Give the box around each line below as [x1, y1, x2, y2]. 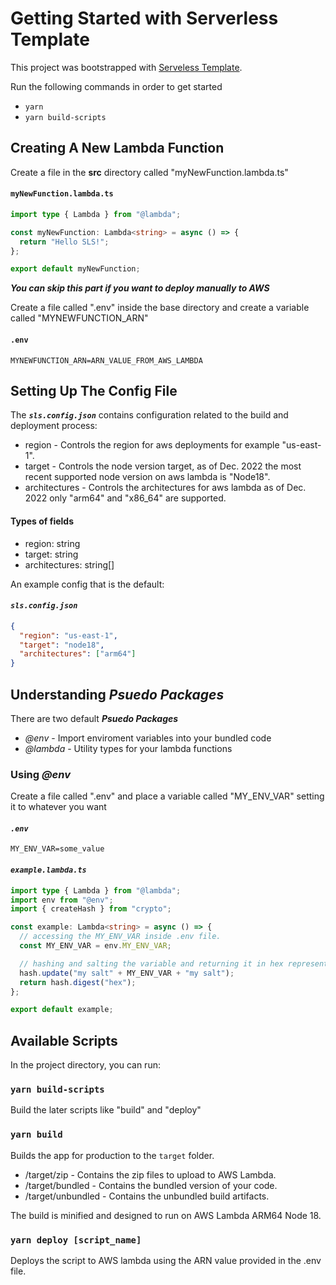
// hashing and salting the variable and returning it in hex [19, 958, 284, 969]
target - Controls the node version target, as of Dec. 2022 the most [24, 460, 302, 472]
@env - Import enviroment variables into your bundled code [24, 732, 272, 744]
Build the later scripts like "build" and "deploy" [10, 1104, 202, 1116]
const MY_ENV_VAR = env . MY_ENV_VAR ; [19, 941, 172, 951]
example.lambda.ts [10, 865, 87, 876]
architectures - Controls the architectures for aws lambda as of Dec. [24, 482, 307, 494]
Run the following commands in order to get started [10, 80, 223, 92]
